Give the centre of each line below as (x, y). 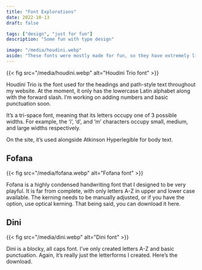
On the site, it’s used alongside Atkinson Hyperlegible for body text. (90, 139)
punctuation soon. (29, 103)
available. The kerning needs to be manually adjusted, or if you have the (95, 197)
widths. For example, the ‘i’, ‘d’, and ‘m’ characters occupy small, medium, (97, 121)
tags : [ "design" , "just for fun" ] (50, 34)
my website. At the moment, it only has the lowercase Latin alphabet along (98, 91)
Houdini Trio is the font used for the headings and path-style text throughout (101, 84)
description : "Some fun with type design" (60, 40)
